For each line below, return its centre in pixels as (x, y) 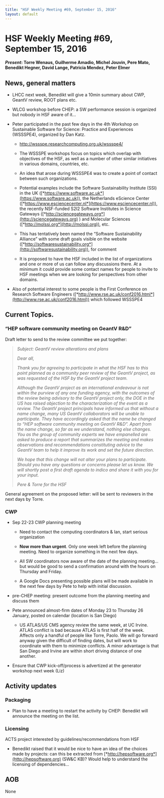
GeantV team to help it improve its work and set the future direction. (85, 450)
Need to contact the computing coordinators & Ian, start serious (83, 532)
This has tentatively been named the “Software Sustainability (81, 234)
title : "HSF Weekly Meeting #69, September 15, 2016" (61, 10)
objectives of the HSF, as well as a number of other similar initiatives (88, 159)
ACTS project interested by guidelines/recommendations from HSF (72, 739)
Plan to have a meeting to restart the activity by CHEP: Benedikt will (80, 711)
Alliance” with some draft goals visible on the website (73, 239)
